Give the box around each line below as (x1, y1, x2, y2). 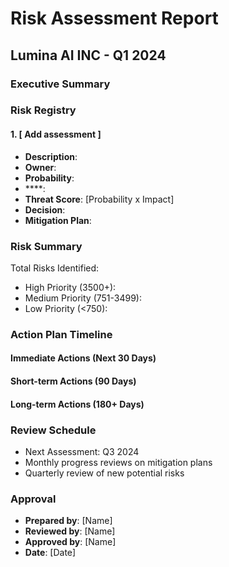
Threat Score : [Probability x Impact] (24, 193, 175, 205)
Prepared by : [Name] (24, 515, 113, 527)
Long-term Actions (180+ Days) (10, 398, 145, 410)
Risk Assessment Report (10, 7, 219, 30)
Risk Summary (10, 239, 83, 253)
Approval (10, 492, 57, 506)
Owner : (24, 161, 57, 173)
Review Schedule (10, 423, 97, 437)
